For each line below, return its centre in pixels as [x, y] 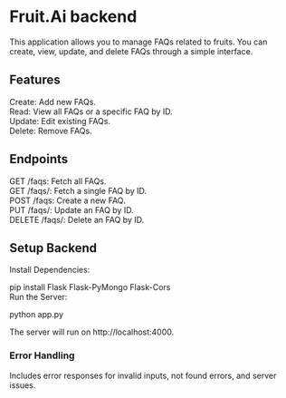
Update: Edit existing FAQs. [60, 121]
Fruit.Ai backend [73, 17]
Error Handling [42, 355]
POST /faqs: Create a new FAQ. [67, 200]
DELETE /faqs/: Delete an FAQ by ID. [77, 219]
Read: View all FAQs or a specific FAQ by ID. [91, 112]
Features [35, 80]
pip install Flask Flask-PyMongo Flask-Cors [90, 287]
